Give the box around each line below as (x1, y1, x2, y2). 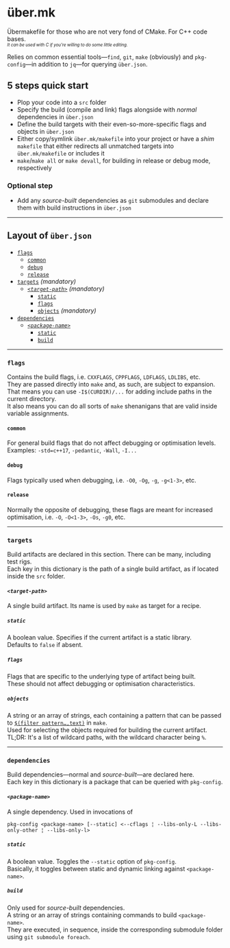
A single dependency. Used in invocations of (7, 807, 133, 816)
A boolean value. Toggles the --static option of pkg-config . (7, 857, 177, 865)
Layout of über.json (7, 230, 92, 241)
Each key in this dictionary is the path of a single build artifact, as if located (7, 565, 219, 573)
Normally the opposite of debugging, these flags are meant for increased (7, 505, 214, 513)
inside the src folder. (7, 572, 66, 581)
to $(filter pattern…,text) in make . (7, 718, 107, 727)
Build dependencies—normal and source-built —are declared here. (7, 770, 195, 779)
